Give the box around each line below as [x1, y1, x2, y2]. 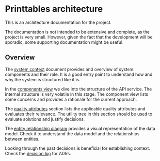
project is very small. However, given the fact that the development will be [5, 34, 153, 40]
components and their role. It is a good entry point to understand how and [5, 72, 153, 77]
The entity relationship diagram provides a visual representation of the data [5, 125, 156, 131]
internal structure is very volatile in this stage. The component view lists [5, 91, 148, 97]
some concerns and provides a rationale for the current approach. [5, 96, 137, 102]
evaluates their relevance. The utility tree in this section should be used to [5, 111, 153, 117]
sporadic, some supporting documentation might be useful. [5, 39, 124, 45]
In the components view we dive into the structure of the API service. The [5, 86, 152, 92]
